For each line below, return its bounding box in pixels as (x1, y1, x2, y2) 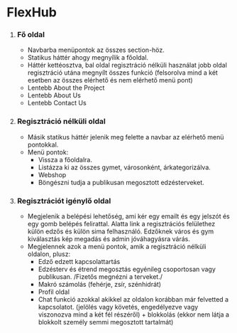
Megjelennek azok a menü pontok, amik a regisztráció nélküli (27, 243, 206, 251)
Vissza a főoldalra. (38, 155, 93, 164)
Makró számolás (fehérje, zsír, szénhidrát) (38, 280, 161, 289)
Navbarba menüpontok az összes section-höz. (27, 46, 165, 54)
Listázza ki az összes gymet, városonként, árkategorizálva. (38, 163, 211, 171)
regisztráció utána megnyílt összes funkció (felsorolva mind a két (27, 68, 218, 77)
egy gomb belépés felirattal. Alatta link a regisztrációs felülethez (27, 220, 216, 228)
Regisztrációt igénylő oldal (16, 196, 111, 206)
